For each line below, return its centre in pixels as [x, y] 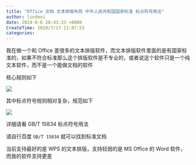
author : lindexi [26, 17]
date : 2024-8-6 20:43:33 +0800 [44, 22]
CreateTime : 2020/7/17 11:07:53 [45, 28]
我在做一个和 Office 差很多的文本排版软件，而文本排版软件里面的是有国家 [94, 51]
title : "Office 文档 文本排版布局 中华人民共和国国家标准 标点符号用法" [85, 11]
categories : [20, 33]
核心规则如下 [21, 78]
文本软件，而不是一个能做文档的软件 [50, 65]
